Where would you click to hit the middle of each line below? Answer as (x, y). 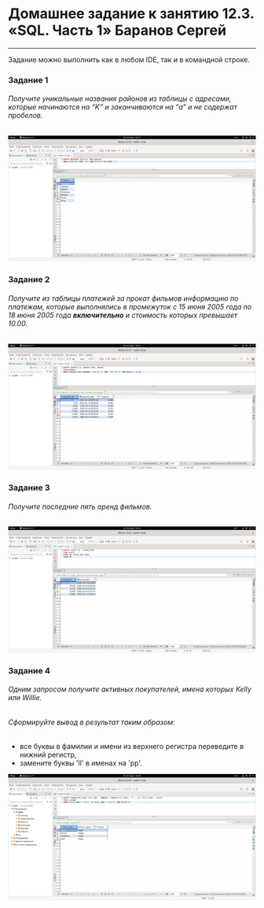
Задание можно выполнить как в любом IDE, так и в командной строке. (129, 59)
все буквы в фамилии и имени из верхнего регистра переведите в (132, 747)
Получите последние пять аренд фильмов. (80, 506)
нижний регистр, (48, 755)
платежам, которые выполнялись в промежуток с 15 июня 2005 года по (130, 307)
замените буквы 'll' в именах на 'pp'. (81, 763)
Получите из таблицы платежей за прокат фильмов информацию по (123, 298)
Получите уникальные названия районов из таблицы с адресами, (120, 98)
